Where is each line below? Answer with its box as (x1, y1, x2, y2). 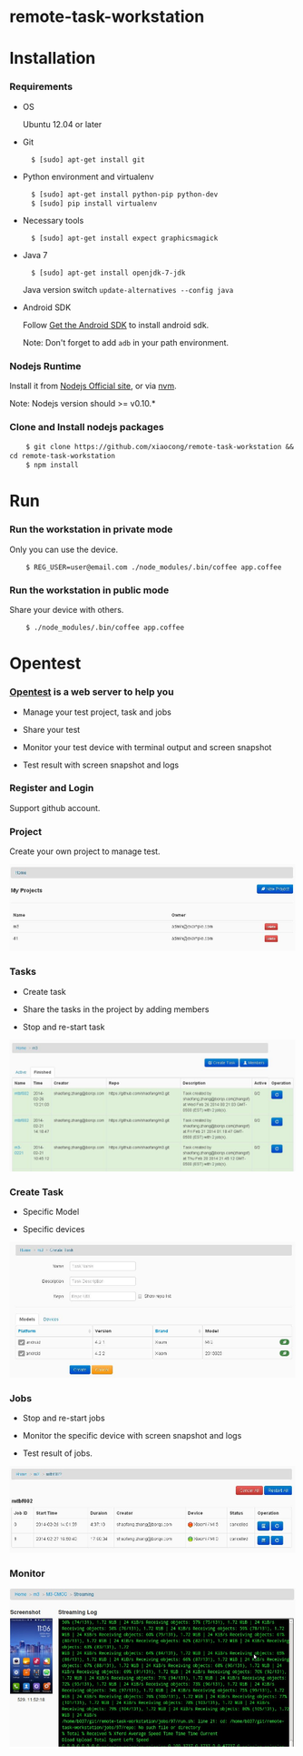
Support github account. (9, 802, 101, 813)
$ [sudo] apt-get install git (31, 155, 145, 165)
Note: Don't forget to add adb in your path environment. (22, 336, 230, 347)
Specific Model (22, 1207, 80, 1218)
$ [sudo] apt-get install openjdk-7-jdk (31, 268, 186, 277)
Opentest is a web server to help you (9, 686, 174, 698)
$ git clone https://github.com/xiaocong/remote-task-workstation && (25, 443, 295, 452)
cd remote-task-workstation (9, 452, 116, 461)
